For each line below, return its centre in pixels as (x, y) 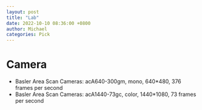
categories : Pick (28, 35)
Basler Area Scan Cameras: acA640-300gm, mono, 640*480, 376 (98, 81)
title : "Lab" (23, 18)
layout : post (23, 12)
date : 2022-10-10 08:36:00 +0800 (49, 23)
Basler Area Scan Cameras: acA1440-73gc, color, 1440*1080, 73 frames (106, 94)
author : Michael (27, 29)
